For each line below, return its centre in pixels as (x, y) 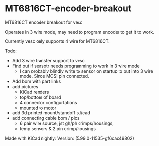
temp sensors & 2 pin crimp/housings (58, 128)
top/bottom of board (40, 97)
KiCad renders (34, 92)
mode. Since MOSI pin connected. (55, 76)
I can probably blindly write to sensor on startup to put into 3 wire (86, 71)
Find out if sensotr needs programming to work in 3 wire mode (76, 66)
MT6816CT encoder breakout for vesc (44, 22)
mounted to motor (38, 108)
